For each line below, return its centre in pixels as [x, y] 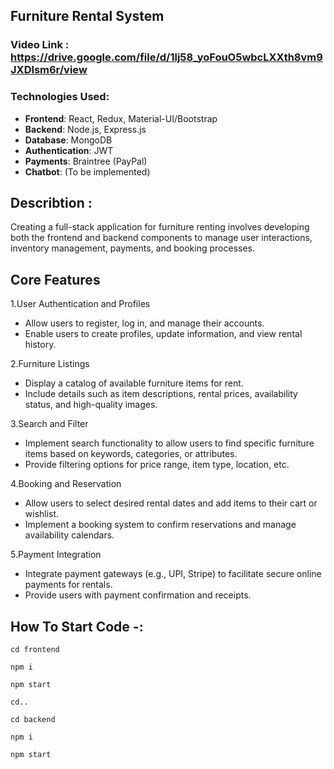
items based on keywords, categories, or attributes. [131, 454]
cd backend [33, 720]
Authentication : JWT [69, 150]
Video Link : [40, 45]
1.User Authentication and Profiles [80, 304]
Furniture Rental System [87, 16]
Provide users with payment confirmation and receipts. [138, 595]
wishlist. [42, 514]
